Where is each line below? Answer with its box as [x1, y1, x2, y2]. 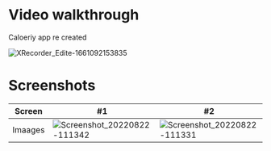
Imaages [12, 124, 45, 135]
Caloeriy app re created [8, 32, 87, 42]
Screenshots [8, 77, 96, 94]
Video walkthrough [8, 6, 140, 24]
